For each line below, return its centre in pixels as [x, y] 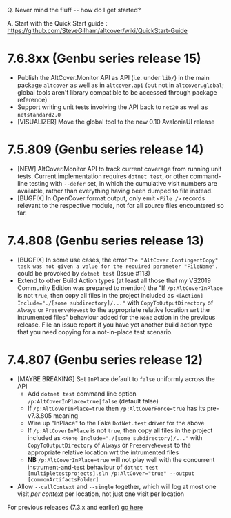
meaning [66, 415]
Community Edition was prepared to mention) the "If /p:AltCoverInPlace [120, 288]
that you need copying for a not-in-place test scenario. [95, 332]
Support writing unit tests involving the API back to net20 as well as [112, 107]
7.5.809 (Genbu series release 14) [106, 150]
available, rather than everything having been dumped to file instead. [115, 191]
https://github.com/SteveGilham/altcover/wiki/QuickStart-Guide [97, 31]
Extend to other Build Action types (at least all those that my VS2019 [114, 280]
